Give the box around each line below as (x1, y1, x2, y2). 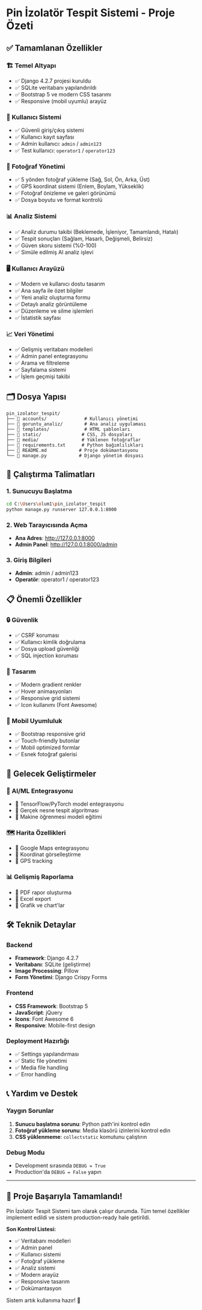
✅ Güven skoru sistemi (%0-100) (14, 242, 97, 249)
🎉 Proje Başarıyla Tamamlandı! (6, 1191, 123, 1202)
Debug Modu (6, 1148, 45, 1156)
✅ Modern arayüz (14, 1271, 59, 1278)
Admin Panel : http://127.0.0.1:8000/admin (14, 541, 118, 548)
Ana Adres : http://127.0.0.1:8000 (14, 534, 95, 542)
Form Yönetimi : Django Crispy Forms (14, 974, 108, 981)
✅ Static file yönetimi (14, 1058, 67, 1065)
